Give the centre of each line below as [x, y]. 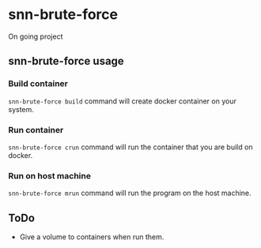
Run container [36, 130]
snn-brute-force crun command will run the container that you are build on [130, 147]
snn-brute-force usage [66, 61]
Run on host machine [49, 175]
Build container [38, 84]
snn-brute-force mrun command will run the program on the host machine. [130, 193]
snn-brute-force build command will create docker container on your [123, 101]
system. [21, 109]
